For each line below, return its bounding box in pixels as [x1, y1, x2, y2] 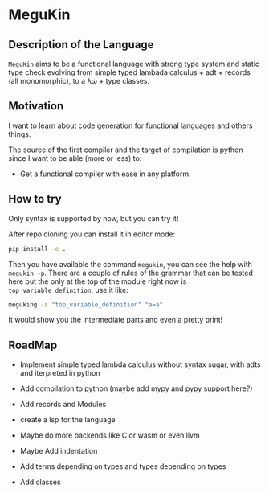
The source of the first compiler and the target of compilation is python [8, 145, 243, 154]
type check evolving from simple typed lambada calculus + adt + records [8, 68, 251, 77]
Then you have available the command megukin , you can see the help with [8, 259, 253, 269]
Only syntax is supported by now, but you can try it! [8, 213, 179, 223]
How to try [8, 192, 62, 206]
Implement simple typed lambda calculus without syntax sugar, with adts [19, 359, 261, 369]
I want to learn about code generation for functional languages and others [8, 121, 253, 130]
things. [8, 129, 31, 138]
